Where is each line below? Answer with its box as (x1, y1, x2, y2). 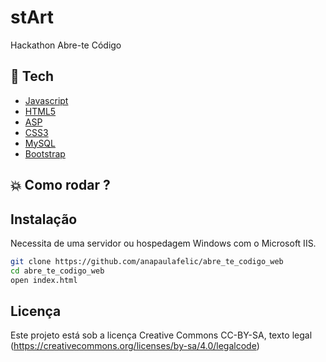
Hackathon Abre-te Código (10, 39, 122, 51)
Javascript (24, 94, 69, 106)
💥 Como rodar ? (10, 177, 111, 194)
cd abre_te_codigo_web (10, 266, 105, 276)
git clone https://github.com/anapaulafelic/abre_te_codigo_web (10, 256, 284, 266)
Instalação (10, 211, 78, 228)
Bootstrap (24, 147, 66, 160)
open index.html (10, 275, 78, 285)
